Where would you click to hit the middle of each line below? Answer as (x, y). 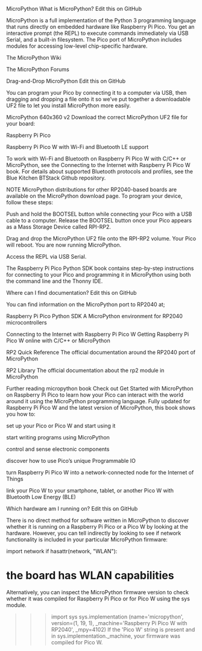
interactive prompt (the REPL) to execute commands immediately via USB (97, 33)
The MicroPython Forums (38, 69)
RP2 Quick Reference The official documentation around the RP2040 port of (101, 352)
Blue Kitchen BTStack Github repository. (56, 178)
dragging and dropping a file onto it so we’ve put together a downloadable (99, 99)
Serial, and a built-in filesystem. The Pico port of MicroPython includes (94, 39)
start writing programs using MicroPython (58, 437)
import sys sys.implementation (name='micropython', (117, 617)
